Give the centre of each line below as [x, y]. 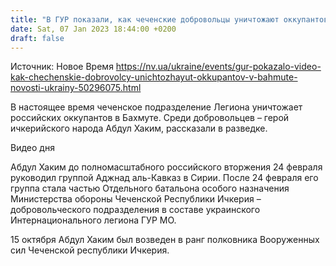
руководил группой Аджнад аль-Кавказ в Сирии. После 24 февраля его [164, 178]
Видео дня [32, 148]
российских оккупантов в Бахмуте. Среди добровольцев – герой [150, 118]
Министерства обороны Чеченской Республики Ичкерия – [136, 199]
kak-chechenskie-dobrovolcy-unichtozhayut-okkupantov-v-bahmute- [154, 77]
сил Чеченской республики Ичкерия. [90, 250]
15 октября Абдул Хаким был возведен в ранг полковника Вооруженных [165, 240]
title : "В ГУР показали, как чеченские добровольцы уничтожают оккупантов [169, 19]
